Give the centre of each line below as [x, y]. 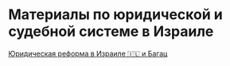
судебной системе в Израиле [111, 31]
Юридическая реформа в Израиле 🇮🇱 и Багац [88, 53]
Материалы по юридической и [115, 15]
